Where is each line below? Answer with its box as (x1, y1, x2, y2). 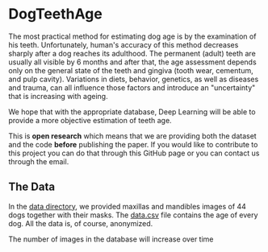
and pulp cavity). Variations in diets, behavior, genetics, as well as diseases (8, 74, 259, 84)
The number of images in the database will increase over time (8, 234, 214, 244)
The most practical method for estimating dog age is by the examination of (8, 31, 257, 41)
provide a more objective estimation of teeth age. (8, 115, 172, 125)
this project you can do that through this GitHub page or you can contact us (8, 148, 260, 158)
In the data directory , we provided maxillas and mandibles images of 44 (8, 201, 246, 211)
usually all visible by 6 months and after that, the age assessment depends (8, 57, 257, 67)
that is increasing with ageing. (8, 91, 108, 101)
